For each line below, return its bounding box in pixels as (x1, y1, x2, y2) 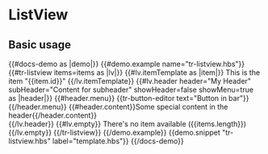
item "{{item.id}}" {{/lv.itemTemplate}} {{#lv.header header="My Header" (8, 77, 252, 85)
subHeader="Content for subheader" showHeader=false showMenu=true (8, 85, 254, 94)
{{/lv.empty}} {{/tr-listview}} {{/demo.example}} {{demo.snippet (8, 127, 220, 137)
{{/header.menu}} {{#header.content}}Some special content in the (8, 102, 228, 111)
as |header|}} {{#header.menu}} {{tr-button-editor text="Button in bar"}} (8, 94, 249, 102)
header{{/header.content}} (8, 110, 98, 120)
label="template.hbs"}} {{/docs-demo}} (52, 136, 184, 146)
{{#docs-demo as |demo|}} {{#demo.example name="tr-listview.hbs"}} (8, 59, 245, 69)
